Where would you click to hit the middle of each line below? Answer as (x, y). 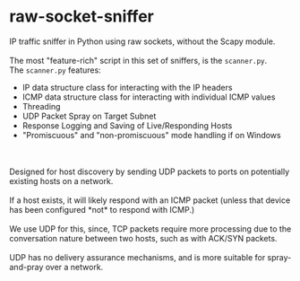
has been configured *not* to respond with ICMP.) (102, 209)
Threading (41, 106)
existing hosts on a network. (61, 180)
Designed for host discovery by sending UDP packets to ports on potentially (150, 171)
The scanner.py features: (55, 70)
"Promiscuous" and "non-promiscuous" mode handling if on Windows (151, 135)
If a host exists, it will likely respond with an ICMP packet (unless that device (150, 200)
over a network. (74, 267)
